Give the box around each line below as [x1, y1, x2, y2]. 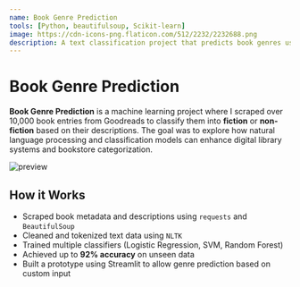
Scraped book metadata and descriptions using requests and [21, 211, 247, 222]
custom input [21, 268, 71, 278]
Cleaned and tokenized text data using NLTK [21, 230, 183, 241]
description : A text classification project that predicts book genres [9, 38, 281, 47]
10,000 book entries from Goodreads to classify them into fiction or [9, 115, 258, 126]
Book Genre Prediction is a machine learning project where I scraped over [9, 106, 284, 117]
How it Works [9, 187, 86, 202]
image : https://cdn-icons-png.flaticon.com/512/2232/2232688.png [9, 30, 257, 38]
